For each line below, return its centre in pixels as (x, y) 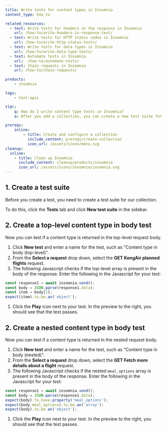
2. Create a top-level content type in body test (78, 225)
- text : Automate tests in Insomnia (48, 56)
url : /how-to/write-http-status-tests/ (56, 42)
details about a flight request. (43, 365)
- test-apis (26, 98)
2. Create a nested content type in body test (75, 328)
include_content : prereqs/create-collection (74, 139)
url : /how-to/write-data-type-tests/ (53, 51)
